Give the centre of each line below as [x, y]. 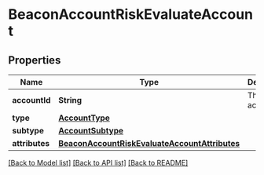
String [70, 100]
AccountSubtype [91, 131]
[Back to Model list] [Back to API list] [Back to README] [98, 163]
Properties [35, 60]
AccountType [84, 118]
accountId [31, 100]
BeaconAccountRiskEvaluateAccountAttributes [149, 143]
